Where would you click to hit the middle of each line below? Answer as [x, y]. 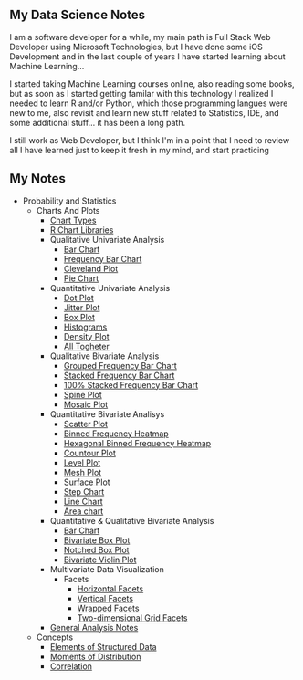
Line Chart [83, 501]
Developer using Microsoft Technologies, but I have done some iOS [136, 47]
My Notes [38, 178]
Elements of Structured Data [103, 646]
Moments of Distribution [95, 656]
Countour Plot [89, 453]
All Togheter [86, 346]
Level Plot [82, 462]
